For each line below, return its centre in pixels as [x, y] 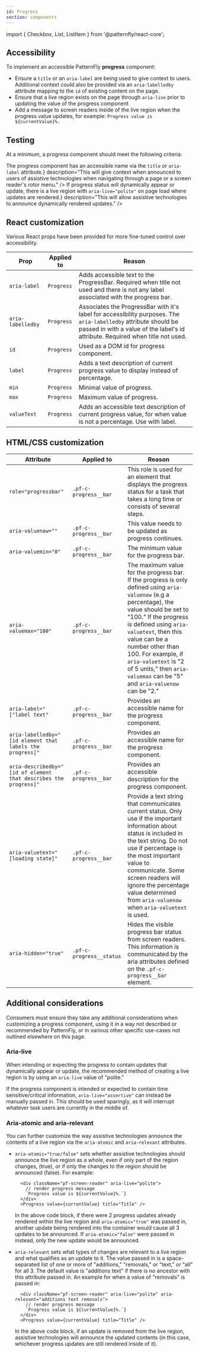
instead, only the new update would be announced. [77, 1240]
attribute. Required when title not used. [132, 336]
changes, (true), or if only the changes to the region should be [91, 1166]
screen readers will [154, 877]
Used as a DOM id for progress [121, 346]
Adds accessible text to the [116, 275]
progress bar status [154, 931]
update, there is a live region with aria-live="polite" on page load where [96, 191]
